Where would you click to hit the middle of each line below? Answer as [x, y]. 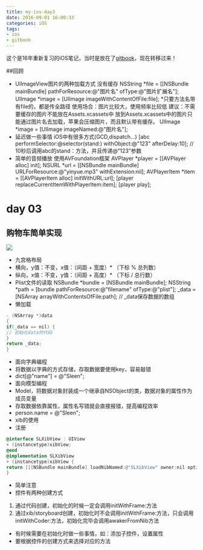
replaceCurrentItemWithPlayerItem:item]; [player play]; [83, 184]
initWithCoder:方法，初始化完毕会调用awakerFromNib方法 [87, 521]
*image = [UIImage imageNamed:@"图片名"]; [71, 129]
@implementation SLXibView [40, 456]
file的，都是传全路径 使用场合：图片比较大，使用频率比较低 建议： [102, 106]
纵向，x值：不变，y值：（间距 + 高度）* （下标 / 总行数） [85, 275]
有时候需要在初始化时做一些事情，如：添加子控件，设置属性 [89, 534]
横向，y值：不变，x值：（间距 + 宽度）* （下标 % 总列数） [87, 267]
